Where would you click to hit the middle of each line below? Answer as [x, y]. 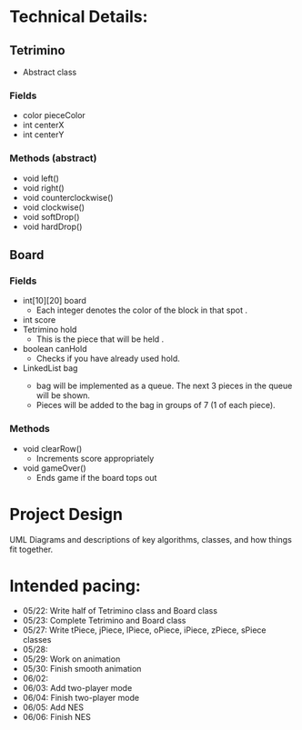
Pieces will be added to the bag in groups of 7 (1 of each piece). [156, 405]
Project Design [66, 514]
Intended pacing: [75, 586]
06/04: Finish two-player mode [81, 698]
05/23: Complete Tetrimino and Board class [104, 621]
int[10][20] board [54, 301]
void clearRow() [52, 448]
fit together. [31, 549]
